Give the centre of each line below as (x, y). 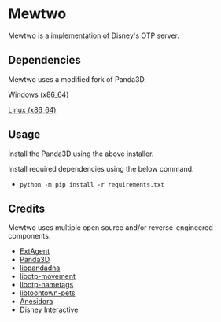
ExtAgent (34, 251)
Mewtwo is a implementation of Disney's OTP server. (94, 35)
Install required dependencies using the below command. (101, 168)
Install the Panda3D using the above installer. (81, 154)
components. (29, 236)
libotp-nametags (46, 285)
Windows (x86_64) (39, 94)
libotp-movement (48, 276)
